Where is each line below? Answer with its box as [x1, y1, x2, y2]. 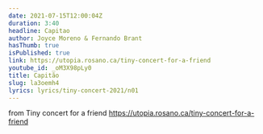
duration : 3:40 [8, 19, 60, 27]
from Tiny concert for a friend [8, 108, 107, 118]
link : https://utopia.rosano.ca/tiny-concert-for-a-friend [8, 57, 211, 65]
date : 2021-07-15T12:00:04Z [8, 11, 103, 20]
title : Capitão [8, 71, 60, 79]
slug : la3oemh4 [8, 79, 60, 87]
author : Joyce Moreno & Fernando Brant [8, 34, 143, 43]
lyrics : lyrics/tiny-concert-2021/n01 [8, 86, 139, 95]
